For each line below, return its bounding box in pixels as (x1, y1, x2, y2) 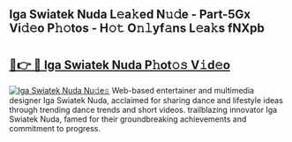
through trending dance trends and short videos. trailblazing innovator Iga (9, 105, 278, 115)
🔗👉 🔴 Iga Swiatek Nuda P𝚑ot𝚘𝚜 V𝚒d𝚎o (9, 57, 231, 72)
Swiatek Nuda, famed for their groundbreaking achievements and (9, 114, 247, 124)
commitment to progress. (9, 123, 101, 133)
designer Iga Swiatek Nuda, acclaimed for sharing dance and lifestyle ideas (9, 95, 284, 105)
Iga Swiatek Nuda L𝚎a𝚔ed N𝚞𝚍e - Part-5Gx (9, 7, 251, 22)
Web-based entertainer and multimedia (111, 86, 254, 95)
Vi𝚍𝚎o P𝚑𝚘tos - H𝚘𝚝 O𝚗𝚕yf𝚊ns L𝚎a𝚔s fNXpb (9, 21, 265, 36)
